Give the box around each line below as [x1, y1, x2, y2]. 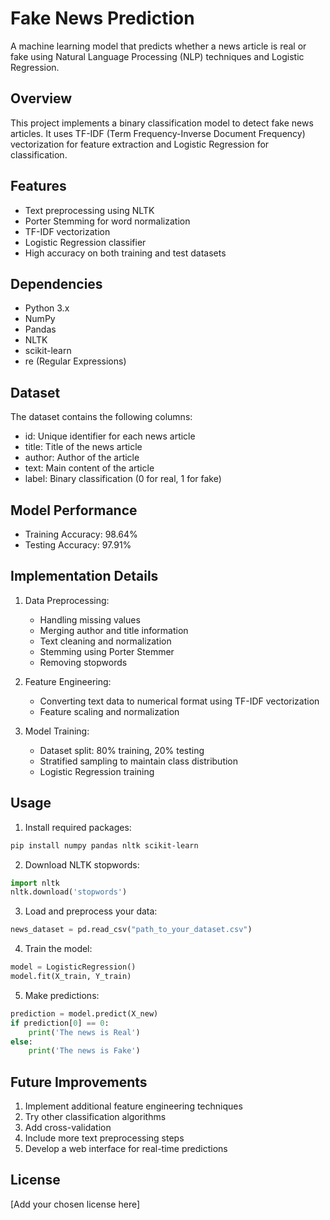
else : [10, 1037, 33, 1047]
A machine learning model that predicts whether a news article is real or [10, 40, 307, 52]
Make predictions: [24, 989, 100, 1001]
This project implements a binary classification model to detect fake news [10, 117, 314, 129]
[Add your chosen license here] [10, 1198, 141, 1210]
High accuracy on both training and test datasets [24, 247, 227, 259]
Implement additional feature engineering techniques [24, 1100, 243, 1112]
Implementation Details [10, 568, 159, 585]
